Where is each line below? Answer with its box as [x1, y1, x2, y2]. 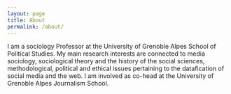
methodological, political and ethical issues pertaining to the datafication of [7, 64, 225, 73]
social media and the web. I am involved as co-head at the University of [7, 72, 214, 80]
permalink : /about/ [7, 23, 64, 30]
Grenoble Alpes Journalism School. [7, 79, 109, 88]
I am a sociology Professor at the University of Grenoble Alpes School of [7, 42, 216, 51]
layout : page [7, 10, 45, 17]
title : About [7, 17, 45, 24]
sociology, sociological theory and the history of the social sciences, [7, 57, 205, 65]
